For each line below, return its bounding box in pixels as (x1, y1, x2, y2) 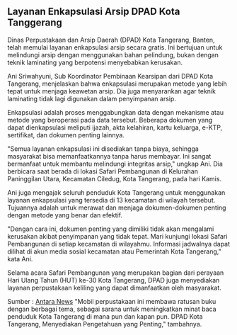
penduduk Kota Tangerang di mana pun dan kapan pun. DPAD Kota (7, 312, 203, 321)
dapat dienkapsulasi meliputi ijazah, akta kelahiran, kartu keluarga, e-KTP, (7, 123, 223, 132)
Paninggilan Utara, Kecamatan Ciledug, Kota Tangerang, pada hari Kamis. (7, 174, 221, 183)
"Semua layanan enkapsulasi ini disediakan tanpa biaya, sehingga (7, 144, 200, 153)
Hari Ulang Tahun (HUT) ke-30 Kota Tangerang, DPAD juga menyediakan (7, 276, 220, 284)
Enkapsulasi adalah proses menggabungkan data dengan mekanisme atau (7, 108, 224, 116)
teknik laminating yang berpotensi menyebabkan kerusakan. (7, 58, 183, 67)
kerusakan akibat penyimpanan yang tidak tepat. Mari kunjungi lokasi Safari (7, 232, 228, 240)
